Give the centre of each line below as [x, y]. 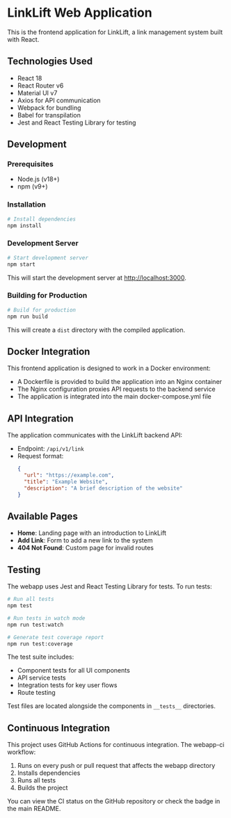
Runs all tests [37, 780]
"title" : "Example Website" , [66, 481]
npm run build [28, 316]
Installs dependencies [49, 773]
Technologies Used [50, 62]
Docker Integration [49, 352]
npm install [24, 225]
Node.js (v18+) [38, 179]
